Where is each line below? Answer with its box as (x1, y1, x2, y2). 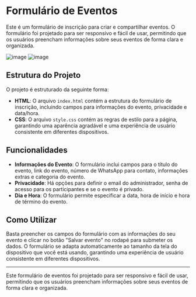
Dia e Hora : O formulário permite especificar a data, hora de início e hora (14, 192, 190, 199)
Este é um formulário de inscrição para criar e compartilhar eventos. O (6, 23, 176, 30)
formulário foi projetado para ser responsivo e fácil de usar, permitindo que (6, 29, 187, 36)
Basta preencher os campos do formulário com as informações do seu (6, 230, 176, 237)
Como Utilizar (6, 215, 57, 225)
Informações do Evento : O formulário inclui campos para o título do (14, 161, 178, 168)
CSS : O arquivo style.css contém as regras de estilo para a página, (14, 116, 178, 123)
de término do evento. (14, 198, 68, 205)
